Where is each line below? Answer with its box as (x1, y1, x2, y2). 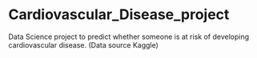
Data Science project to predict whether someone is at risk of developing (8, 32, 250, 41)
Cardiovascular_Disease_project (8, 6, 230, 24)
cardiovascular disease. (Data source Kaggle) (8, 40, 159, 49)
